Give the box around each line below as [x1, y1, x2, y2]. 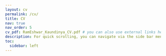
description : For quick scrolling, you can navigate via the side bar [5, 35, 154, 39]
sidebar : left [9, 43, 39, 48]
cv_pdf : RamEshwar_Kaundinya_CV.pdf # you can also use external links [5, 30, 156, 35]
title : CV [5, 16, 26, 21]
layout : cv [5, 7, 28, 12]
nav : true [5, 20, 26, 26]
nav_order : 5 [5, 25, 32, 30]
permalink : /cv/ [5, 12, 39, 17]
